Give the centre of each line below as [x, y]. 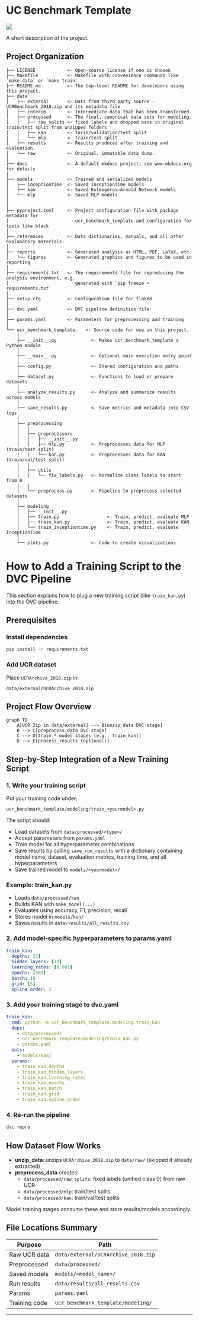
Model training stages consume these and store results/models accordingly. [99, 1209]
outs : [18, 1050]
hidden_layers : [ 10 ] [37, 962]
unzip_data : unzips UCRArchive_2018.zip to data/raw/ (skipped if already [103, 1160]
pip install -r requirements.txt [47, 650]
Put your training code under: [42, 798]
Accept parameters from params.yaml [60, 838]
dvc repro [18, 1127]
